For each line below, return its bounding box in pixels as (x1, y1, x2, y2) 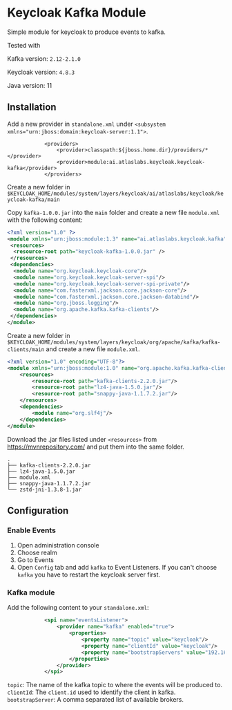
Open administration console (17, 541, 99, 550)
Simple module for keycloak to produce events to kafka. (7, 28, 166, 36)
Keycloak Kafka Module (7, 5, 146, 21)
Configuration (7, 505, 69, 516)
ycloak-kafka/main (7, 196, 60, 203)
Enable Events (7, 525, 57, 535)
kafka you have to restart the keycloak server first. (17, 570, 161, 579)
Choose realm (17, 548, 57, 557)
